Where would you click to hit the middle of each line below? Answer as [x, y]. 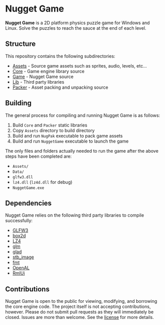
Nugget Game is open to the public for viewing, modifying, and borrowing [81, 301]
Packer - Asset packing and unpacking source [60, 87]
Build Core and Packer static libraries [50, 125]
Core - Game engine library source [48, 71]
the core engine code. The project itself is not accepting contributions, [78, 307]
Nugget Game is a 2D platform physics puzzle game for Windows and [77, 23]
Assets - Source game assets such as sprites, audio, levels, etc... [79, 66]
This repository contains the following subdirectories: [60, 56]
